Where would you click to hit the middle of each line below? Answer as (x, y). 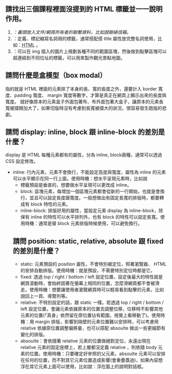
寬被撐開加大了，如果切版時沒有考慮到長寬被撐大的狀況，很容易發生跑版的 (84, 108)
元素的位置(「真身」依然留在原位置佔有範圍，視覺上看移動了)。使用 (90, 315)
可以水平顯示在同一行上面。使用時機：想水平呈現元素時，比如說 (80, 179)
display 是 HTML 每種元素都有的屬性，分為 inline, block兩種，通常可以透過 (84, 155)
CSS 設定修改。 (22, 161)
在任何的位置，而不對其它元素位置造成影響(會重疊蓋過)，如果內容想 (91, 360)
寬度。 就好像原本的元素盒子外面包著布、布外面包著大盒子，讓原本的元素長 (84, 101)
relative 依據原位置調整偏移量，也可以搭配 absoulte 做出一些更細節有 (93, 328)
